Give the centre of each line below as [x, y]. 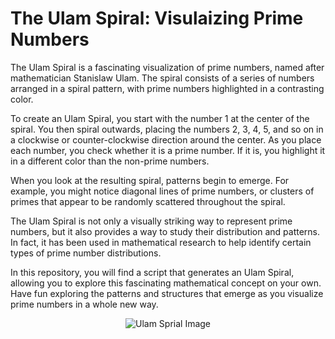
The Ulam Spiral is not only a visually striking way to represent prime [151, 221]
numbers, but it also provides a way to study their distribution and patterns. [165, 231]
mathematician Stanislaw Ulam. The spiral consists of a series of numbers [162, 78]
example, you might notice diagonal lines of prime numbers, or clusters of [162, 191]
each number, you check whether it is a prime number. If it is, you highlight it [168, 150]
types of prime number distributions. [86, 253]
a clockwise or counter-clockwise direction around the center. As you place [166, 139]
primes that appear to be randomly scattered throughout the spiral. [148, 201]
